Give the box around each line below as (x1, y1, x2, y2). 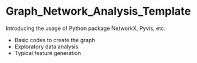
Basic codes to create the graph (14, 36, 96, 43)
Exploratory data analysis (14, 43, 79, 50)
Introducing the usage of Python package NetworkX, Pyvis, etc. (5, 24, 166, 32)
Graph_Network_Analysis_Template (5, 4, 192, 18)
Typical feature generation (14, 49, 81, 56)
